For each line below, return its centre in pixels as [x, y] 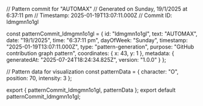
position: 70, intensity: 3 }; [39, 78]
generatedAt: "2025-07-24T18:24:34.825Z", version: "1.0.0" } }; [86, 60]
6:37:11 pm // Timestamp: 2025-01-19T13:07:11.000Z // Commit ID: [89, 15]
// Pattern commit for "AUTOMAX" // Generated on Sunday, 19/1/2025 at [97, 9]
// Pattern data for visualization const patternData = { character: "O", [93, 72]
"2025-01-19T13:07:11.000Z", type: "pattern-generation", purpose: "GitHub [100, 47]
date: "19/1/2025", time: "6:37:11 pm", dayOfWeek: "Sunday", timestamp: [97, 40]
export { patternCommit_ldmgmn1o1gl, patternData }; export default [91, 90]
